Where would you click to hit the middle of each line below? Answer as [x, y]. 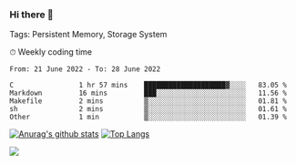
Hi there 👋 [32, 15]
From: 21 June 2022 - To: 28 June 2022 [85, 69]
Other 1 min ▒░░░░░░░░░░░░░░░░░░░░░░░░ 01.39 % [148, 118]
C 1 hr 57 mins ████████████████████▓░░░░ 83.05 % [148, 86]
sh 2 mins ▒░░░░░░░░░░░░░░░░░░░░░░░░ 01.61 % [148, 109]
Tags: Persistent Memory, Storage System [88, 35]
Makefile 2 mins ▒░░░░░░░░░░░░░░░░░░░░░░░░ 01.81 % [148, 101]
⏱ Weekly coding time [51, 52]
